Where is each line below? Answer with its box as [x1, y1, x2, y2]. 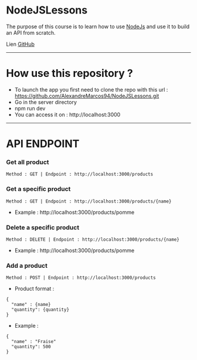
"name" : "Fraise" [11, 339, 57, 345]
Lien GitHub [6, 41, 35, 48]
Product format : [14, 285, 55, 292]
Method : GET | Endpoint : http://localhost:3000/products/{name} [6, 198, 172, 204]
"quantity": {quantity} [11, 307, 69, 313]
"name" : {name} [11, 302, 51, 308]
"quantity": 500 [11, 344, 51, 350]
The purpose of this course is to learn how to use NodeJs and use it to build [6, 23, 190, 30]
